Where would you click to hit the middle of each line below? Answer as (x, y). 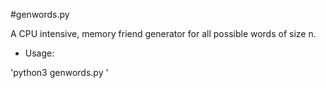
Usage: (39, 53)
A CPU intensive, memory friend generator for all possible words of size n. (163, 33)
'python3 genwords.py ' (59, 72)
